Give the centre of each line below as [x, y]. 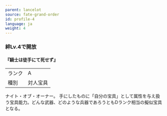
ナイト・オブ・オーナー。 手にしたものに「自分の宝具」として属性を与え [80, 96]
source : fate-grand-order [32, 14]
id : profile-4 [20, 19]
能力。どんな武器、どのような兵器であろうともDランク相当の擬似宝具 [90, 102]
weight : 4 [16, 28]
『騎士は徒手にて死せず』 [32, 59]
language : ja [19, 24]
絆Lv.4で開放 [21, 47]
